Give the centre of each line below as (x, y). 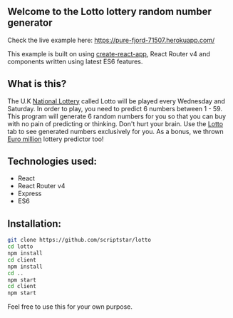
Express (30, 194)
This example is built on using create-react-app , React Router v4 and (109, 53)
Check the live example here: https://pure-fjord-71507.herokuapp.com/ (111, 40)
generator (30, 23)
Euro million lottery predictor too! (56, 139)
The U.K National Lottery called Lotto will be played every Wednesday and (116, 101)
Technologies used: (52, 161)
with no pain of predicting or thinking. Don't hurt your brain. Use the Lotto (115, 123)
